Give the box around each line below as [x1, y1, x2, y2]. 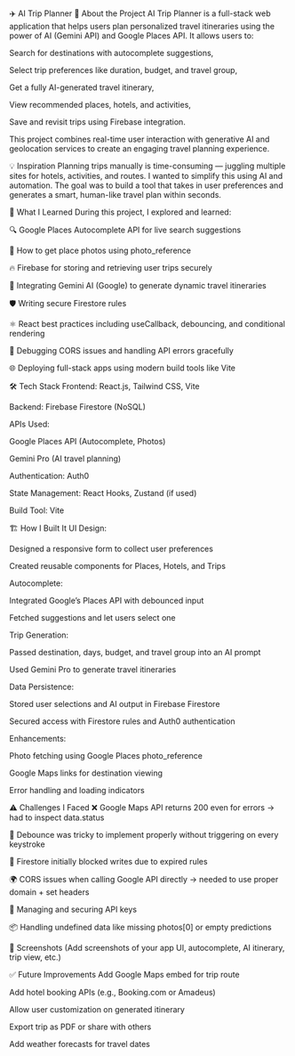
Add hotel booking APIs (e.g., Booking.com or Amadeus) [9, 987, 216, 997]
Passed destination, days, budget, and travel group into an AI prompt [9, 647, 261, 657]
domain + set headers [9, 887, 90, 898]
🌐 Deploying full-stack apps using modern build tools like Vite [9, 362, 236, 373]
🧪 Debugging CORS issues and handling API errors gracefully [9, 345, 234, 355]
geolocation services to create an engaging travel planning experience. [9, 143, 270, 154]
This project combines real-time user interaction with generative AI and [9, 134, 270, 144]
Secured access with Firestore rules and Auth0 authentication [9, 716, 235, 727]
